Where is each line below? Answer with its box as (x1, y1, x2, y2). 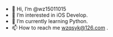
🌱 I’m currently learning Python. (11, 18, 88, 24)
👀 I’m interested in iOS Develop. (11, 12, 88, 18)
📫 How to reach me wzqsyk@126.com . (11, 24, 108, 31)
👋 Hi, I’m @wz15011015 (11, 6, 66, 12)
